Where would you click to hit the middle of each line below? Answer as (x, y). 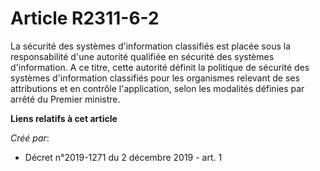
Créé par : (30, 138)
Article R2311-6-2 (85, 18)
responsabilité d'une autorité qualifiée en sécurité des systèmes (142, 56)
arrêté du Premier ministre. (65, 99)
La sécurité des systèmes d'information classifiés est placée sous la (151, 46)
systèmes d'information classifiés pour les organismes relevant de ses (155, 78)
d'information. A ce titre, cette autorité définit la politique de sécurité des (160, 67)
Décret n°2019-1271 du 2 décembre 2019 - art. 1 (123, 157)
